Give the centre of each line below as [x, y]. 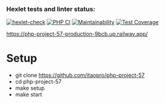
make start [29, 95]
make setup [30, 88]
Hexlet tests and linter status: [51, 9]
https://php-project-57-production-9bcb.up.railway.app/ [77, 34]
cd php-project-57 [38, 82]
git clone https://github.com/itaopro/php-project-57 [80, 75]
